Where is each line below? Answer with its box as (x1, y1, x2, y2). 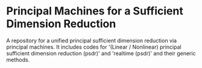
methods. (6, 56, 30, 63)
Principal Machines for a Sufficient (6, 4, 184, 18)
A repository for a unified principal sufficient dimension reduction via (6, 37, 177, 44)
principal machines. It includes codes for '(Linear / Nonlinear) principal (6, 43, 182, 51)
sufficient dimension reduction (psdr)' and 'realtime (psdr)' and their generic (6, 49, 196, 57)
